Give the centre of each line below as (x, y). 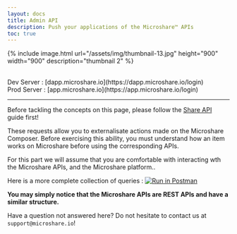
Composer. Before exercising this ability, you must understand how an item (116, 139)
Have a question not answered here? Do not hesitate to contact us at (107, 216)
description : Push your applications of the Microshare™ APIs (101, 27)
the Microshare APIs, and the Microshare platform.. (81, 167)
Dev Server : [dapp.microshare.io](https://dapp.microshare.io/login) (105, 82)
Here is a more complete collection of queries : (75, 181)
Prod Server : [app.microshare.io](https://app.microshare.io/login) (103, 90)
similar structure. (33, 202)
